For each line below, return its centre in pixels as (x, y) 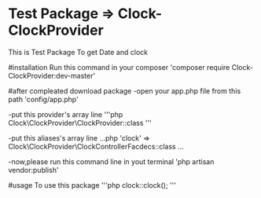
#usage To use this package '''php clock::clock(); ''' (92, 185)
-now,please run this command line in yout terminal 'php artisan (111, 161)
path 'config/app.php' (43, 99)
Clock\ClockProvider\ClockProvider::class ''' (80, 123)
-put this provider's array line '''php (66, 114)
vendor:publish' (33, 170)
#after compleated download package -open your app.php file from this (125, 90)
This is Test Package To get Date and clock (78, 52)
